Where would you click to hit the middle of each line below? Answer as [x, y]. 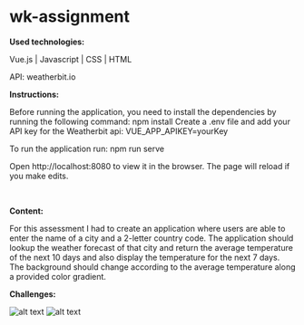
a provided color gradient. [58, 276]
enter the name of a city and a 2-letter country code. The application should [152, 238]
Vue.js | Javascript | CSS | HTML [71, 59]
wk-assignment [69, 17]
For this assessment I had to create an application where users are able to [147, 228]
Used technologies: [47, 42]
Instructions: [34, 94]
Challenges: [33, 294]
